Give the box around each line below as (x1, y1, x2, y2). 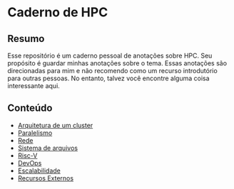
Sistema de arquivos (17, 144, 78, 152)
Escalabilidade (17, 166, 61, 175)
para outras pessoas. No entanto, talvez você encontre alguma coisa (7, 74, 210, 82)
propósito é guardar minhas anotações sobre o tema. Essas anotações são (7, 59, 227, 67)
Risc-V (17, 151, 38, 160)
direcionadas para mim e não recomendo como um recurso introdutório (7, 67, 218, 75)
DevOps (17, 158, 42, 167)
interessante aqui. (7, 82, 61, 90)
